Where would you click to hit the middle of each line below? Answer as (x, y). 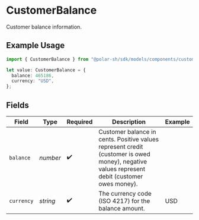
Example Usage (36, 45)
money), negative (123, 161)
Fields (18, 105)
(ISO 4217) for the (124, 201)
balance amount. (122, 208)
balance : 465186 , (33, 76)
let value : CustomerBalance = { (46, 70)
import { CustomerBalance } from (47, 59)
